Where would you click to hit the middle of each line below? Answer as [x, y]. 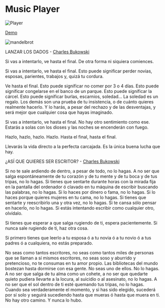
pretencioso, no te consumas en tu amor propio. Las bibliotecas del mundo [82, 263]
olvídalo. [14, 213]
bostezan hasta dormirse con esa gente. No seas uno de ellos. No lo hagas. [82, 268]
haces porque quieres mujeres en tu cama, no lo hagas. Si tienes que [76, 197]
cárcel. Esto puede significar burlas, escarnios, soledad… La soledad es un [82, 96]
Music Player [32, 9]
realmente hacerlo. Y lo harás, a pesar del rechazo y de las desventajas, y [81, 107]
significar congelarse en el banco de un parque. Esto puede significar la [79, 91]
